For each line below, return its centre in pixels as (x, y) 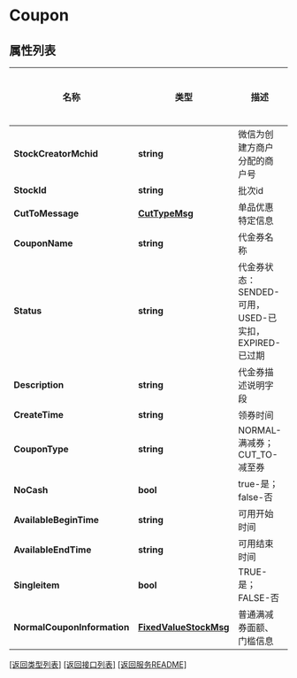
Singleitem (37, 585)
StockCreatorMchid (56, 154)
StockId (30, 190)
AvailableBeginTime (57, 520)
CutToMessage (46, 213)
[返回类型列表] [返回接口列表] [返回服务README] (98, 664)
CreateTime (39, 415)
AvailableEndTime (53, 550)
